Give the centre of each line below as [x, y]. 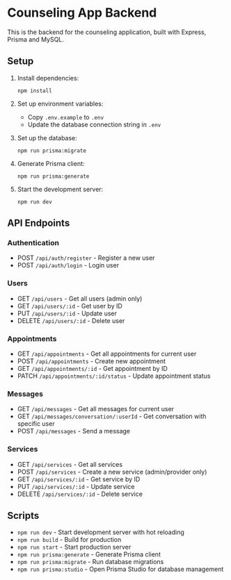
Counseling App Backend [82, 13]
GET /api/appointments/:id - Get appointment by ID [93, 369]
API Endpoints [39, 223]
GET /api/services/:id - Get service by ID [79, 479]
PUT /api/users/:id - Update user [67, 313]
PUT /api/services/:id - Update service [76, 486]
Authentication [33, 243]
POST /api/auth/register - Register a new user [86, 258]
